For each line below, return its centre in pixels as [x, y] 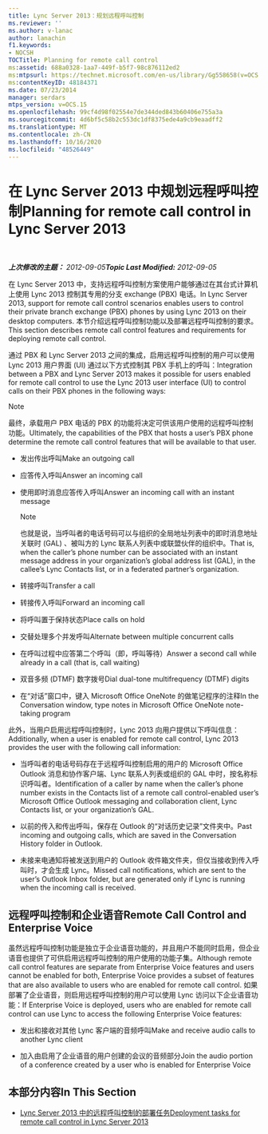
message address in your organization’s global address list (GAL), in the [138, 561]
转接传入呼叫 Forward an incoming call [82, 603]
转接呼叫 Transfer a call [57, 586]
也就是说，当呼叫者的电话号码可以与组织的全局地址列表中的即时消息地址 [138, 533]
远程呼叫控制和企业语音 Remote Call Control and [128, 915]
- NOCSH [21, 53]
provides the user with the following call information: [95, 747]
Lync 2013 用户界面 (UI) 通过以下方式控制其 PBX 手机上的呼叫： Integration [130, 365]
